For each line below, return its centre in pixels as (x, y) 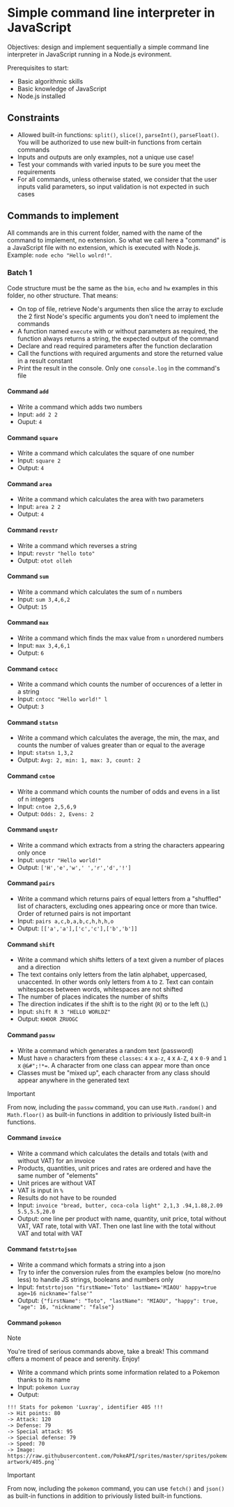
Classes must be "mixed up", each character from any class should (114, 1072)
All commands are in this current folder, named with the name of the (105, 233)
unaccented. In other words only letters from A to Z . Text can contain (115, 982)
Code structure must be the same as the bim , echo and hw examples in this (112, 288)
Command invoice (34, 1138)
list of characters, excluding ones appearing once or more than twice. (117, 906)
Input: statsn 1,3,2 (45, 753)
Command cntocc (33, 669)
